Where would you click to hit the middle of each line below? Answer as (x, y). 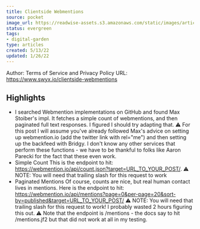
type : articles (25, 45)
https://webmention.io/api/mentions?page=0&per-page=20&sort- (95, 195)
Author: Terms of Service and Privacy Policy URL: (67, 73)
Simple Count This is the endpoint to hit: (64, 163)
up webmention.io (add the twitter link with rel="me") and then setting (100, 137)
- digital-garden (28, 39)
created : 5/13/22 (28, 51)
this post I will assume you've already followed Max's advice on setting (102, 131)
